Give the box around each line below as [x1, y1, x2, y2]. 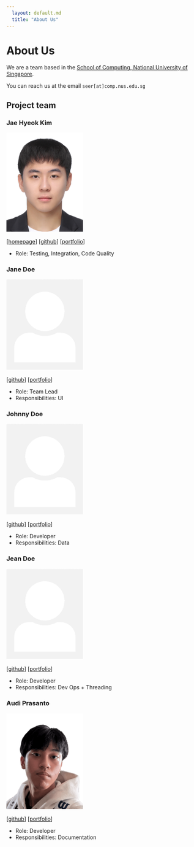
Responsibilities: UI [15, 394, 64, 401]
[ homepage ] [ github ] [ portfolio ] [6, 238, 86, 245]
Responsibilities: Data [15, 539, 70, 546]
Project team [6, 100, 56, 110]
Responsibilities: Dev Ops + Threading [15, 684, 112, 691]
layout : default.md [12, 10, 62, 16]
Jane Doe [6, 265, 35, 273]
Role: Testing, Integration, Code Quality [15, 249, 114, 257]
